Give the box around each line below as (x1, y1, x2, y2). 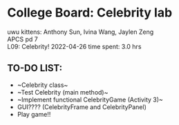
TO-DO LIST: (7, 62, 63, 74)
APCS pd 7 (7, 35, 38, 43)
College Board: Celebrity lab (7, 5, 173, 21)
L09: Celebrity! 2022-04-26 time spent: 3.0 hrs (7, 42, 142, 50)
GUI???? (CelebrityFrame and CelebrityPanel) (17, 102, 147, 111)
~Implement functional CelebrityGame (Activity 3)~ (17, 95, 164, 104)
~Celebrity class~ (17, 81, 68, 89)
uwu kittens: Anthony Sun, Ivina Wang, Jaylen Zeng (7, 28, 154, 36)
